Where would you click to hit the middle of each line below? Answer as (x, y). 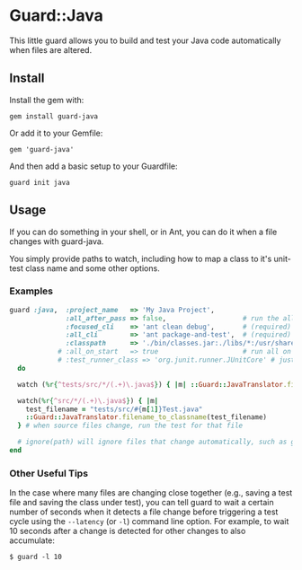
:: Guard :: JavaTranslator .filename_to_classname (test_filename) (147, 417)
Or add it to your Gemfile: (56, 133)
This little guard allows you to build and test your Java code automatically (145, 40)
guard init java (40, 182)
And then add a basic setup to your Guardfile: (93, 166)
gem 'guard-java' (42, 149)
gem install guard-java (54, 116)
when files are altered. (51, 49)
